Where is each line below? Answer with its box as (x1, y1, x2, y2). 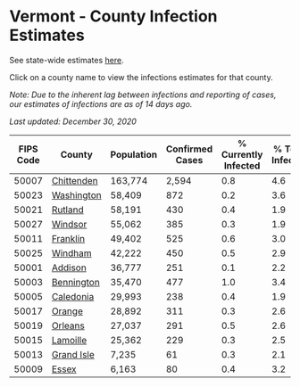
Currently (221, 148, 263, 161)
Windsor (51, 218, 87, 230)
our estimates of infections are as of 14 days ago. (9, 98, 193, 109)
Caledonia (51, 290, 95, 302)
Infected (223, 159, 261, 171)
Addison (51, 261, 87, 274)
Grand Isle (51, 348, 96, 360)
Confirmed (165, 143, 212, 155)
